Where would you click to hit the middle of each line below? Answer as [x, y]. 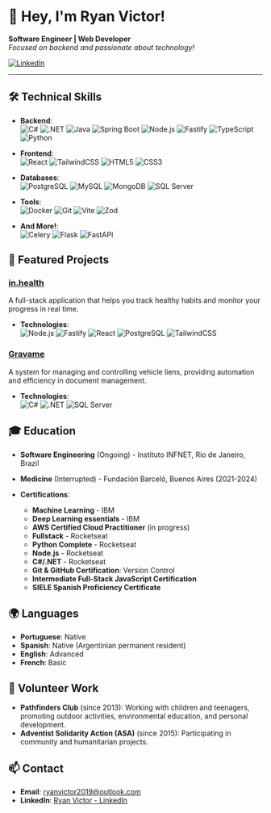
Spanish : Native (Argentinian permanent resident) [103, 646]
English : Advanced [52, 654]
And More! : [39, 226]
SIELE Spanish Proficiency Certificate [96, 587]
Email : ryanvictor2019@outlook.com [80, 791]
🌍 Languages [44, 613]
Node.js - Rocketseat [67, 553]
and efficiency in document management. [77, 380]
